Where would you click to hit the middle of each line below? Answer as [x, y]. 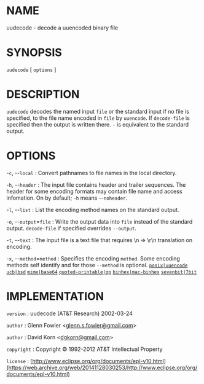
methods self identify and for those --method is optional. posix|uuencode [97, 265]
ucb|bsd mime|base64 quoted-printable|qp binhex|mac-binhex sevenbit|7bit [102, 272]
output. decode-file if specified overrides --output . [72, 228]
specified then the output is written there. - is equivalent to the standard [98, 124]
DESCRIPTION [43, 94]
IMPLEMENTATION [55, 296]
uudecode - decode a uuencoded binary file [62, 28]
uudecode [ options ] [31, 69]
